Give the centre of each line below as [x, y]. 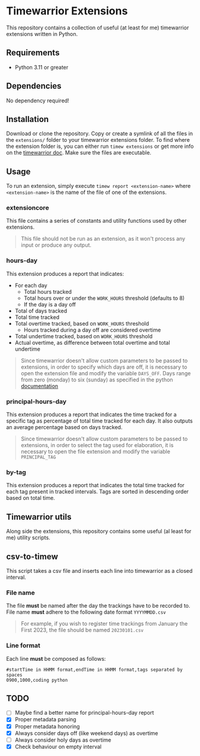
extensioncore [28, 208]
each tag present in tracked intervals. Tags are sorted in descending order [98, 491]
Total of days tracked [41, 311]
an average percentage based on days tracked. [64, 427]
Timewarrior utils [39, 517]
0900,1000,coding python [37, 680]
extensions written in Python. [42, 34]
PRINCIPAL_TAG [38, 457]
